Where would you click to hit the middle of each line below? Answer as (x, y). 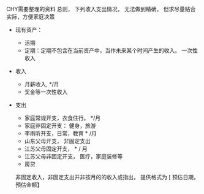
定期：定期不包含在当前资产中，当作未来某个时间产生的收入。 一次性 (111, 50)
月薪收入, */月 (42, 84)
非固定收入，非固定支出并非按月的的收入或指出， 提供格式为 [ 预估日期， (107, 177)
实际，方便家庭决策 (31, 17)
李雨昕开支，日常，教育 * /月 (60, 133)
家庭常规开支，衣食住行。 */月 (62, 118)
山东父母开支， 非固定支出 (57, 141)
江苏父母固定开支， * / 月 (56, 149)
